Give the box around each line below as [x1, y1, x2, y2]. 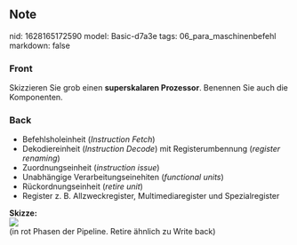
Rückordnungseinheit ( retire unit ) [21, 181, 144, 192]
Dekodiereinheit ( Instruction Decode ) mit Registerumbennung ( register [21, 144, 281, 154]
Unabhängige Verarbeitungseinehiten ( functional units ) [21, 172, 224, 183]
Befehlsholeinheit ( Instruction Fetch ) [21, 134, 156, 145]
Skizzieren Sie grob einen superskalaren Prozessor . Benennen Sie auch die [9, 83, 289, 93]
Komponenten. [9, 92, 64, 103]
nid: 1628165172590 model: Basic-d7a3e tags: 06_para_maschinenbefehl [9, 30, 277, 41]
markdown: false [9, 40, 71, 51]
